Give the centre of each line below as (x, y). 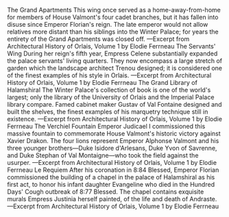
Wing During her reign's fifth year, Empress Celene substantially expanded (112, 53)
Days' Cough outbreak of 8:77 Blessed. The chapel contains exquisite (106, 192)
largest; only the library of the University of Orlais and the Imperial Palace (111, 97)
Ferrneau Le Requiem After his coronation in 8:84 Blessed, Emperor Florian (113, 170)
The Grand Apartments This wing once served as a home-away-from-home (114, 10)
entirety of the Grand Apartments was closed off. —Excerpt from (98, 39)
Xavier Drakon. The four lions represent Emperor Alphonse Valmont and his (113, 141)
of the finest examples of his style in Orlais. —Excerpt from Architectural (109, 75)
